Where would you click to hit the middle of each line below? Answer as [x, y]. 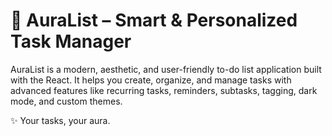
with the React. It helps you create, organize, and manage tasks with [151, 80]
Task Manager [71, 41]
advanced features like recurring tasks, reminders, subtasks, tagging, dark [164, 90]
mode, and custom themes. [66, 101]
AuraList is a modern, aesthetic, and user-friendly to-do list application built [166, 69]
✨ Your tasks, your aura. [60, 120]
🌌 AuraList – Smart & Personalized [154, 20]
